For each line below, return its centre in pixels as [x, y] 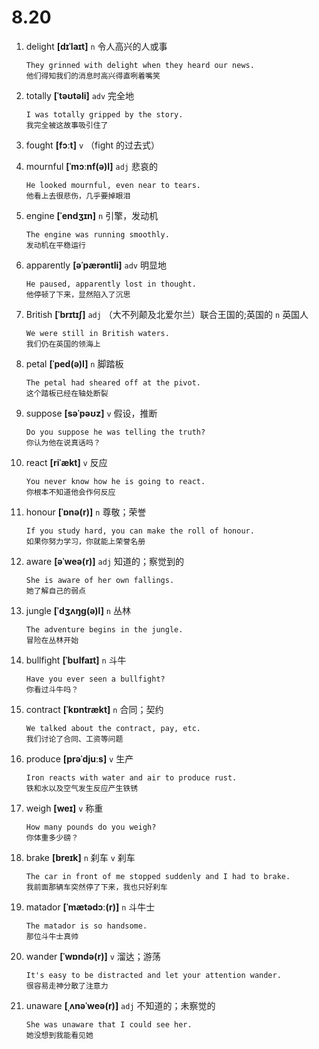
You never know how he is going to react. [115, 481]
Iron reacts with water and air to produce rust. [131, 777]
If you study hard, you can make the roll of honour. [140, 531]
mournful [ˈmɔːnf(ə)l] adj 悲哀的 [91, 166]
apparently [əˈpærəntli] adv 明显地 [96, 265]
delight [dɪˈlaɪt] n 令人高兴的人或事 [96, 46]
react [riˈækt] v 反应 [66, 462]
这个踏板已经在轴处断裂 [67, 393]
